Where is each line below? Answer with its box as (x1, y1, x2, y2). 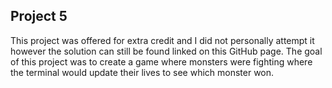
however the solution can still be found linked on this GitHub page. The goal (10, 45, 323, 57)
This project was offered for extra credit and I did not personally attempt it (10, 34, 315, 46)
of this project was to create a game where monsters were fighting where (10, 55, 313, 68)
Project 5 (10, 8, 68, 25)
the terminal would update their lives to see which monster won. (10, 66, 275, 78)
